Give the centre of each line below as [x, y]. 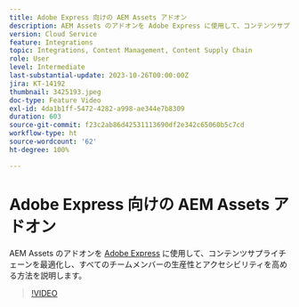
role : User [29, 59]
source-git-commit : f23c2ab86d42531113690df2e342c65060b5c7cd [127, 125]
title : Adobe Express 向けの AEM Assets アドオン [98, 17]
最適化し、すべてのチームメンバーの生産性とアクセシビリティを [156, 264]
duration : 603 [36, 117]
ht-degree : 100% [39, 149]
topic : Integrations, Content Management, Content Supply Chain [131, 51]
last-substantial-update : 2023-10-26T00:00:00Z [99, 76]
